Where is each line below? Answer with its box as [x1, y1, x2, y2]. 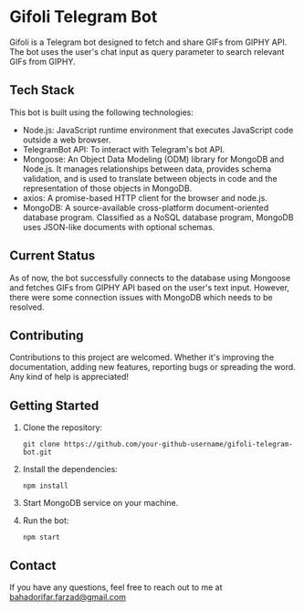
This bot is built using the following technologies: [9, 107, 194, 118]
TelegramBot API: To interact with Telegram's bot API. [22, 143, 225, 154]
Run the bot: [22, 515, 69, 526]
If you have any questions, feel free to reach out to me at [9, 582, 223, 593]
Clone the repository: [22, 422, 103, 433]
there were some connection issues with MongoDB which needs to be [9, 291, 273, 302]
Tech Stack [9, 82, 75, 98]
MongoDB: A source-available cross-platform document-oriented [22, 202, 269, 213]
